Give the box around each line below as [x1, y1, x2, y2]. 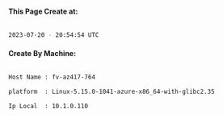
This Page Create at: [8, 6, 78, 16]
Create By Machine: [8, 48, 77, 58]
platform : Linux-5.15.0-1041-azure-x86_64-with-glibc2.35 [8, 88, 216, 96]
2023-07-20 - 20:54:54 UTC [8, 31, 99, 39]
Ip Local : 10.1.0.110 [8, 103, 89, 111]
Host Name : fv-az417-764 [8, 73, 95, 82]
